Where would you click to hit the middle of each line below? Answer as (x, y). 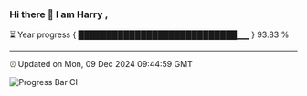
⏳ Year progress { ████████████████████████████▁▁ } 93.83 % (149, 34)
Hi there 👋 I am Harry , (59, 14)
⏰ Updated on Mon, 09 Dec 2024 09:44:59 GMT (101, 64)
